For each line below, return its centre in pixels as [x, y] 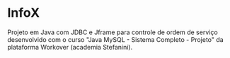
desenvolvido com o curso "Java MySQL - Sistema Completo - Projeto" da [116, 39]
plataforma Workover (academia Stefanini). [70, 47]
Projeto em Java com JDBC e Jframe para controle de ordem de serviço [113, 32]
